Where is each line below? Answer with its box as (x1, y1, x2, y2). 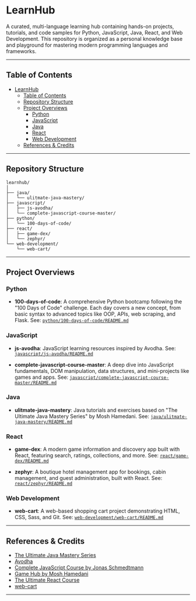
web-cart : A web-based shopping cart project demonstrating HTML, (14, 507, 180, 514)
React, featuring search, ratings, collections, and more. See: (14, 452, 159, 459)
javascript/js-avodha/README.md (14, 351, 93, 357)
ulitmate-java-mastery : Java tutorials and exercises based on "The (14, 406, 178, 413)
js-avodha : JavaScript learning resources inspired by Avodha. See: (14, 344, 176, 351)
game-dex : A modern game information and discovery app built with (14, 445, 180, 453)
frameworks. (6, 47, 37, 54)
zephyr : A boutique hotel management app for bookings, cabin (14, 468, 166, 475)
